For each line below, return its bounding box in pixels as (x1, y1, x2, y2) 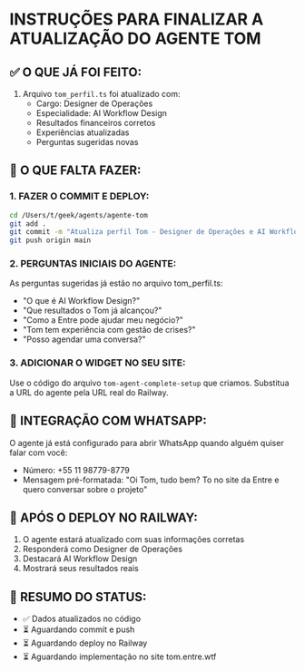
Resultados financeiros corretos (35, 118, 156, 128)
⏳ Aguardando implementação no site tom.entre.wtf (22, 651, 217, 662)
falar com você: (9, 447, 68, 458)
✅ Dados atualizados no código (22, 613, 142, 625)
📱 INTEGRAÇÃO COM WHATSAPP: (9, 413, 207, 429)
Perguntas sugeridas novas (35, 137, 139, 147)
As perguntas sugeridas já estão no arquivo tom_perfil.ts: (9, 277, 224, 289)
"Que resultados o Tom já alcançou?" (22, 305, 162, 316)
